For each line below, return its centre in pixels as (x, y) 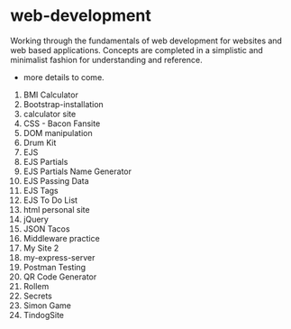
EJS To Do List (50, 200)
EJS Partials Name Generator (77, 171)
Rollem (36, 286)
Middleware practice (61, 238)
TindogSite (44, 315)
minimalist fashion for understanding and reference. (106, 59)
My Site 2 (41, 248)
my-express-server (59, 257)
